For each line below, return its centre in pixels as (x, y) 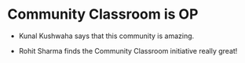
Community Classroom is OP (103, 14)
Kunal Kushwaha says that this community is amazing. (106, 36)
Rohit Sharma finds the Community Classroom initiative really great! (128, 51)
